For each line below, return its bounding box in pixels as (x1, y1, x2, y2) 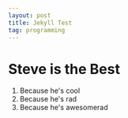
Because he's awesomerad (19, 103, 108, 112)
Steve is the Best (8, 60, 121, 78)
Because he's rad (19, 94, 77, 104)
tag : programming (8, 26, 66, 34)
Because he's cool (19, 86, 81, 95)
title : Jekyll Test (8, 19, 73, 27)
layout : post (8, 11, 51, 20)
